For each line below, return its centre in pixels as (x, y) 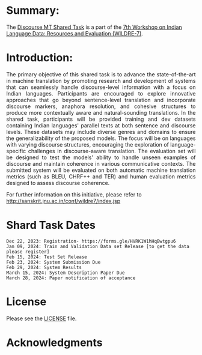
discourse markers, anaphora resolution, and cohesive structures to (101, 106)
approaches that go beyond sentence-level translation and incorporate (101, 100)
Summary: (33, 11)
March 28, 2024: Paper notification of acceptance (71, 278)
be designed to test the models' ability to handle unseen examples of (101, 157)
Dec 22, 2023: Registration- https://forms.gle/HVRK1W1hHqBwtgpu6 (91, 241)
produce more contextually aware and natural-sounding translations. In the (101, 112)
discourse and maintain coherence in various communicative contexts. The (101, 163)
